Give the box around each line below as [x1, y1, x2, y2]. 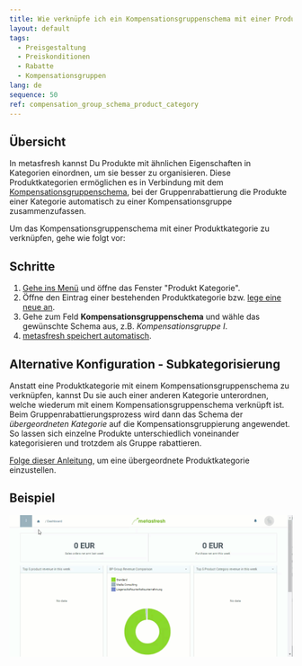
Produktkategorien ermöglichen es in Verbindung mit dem [9, 177, 224, 188]
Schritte [9, 259, 56, 274]
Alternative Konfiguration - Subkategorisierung [9, 356, 280, 372]
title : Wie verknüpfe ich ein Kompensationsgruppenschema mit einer [9, 14, 271, 23]
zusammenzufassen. [9, 206, 87, 217]
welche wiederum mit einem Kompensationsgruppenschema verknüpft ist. [9, 399, 285, 410]
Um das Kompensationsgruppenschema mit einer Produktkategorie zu [9, 223, 270, 234]
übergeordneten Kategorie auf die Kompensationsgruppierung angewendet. [9, 418, 290, 429]
